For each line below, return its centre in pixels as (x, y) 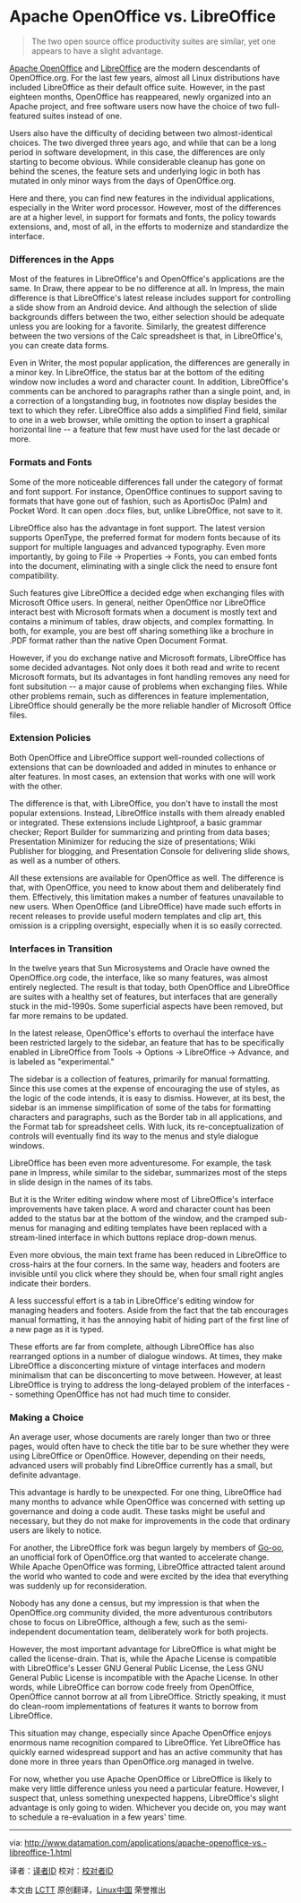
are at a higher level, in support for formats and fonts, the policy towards (143, 217)
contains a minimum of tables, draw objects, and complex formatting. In (142, 621)
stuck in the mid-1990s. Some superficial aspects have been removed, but (146, 1006)
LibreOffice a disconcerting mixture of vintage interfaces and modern (138, 1366)
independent (33, 1632)
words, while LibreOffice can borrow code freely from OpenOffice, (132, 1687)
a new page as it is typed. (57, 1330)
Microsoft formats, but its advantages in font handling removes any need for (150, 676)
